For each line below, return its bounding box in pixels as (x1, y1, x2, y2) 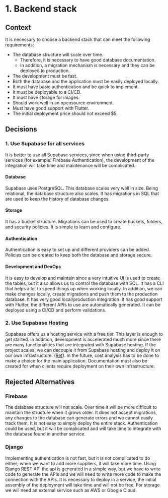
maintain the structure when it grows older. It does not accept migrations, (5, 409, 157, 416)
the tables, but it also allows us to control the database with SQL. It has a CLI (5, 280, 164, 286)
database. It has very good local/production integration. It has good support (5, 296, 162, 302)
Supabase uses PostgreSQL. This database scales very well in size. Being (5, 185, 158, 191)
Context (5, 23, 31, 32)
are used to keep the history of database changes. (5, 196, 110, 202)
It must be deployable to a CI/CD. (12, 89, 81, 95)
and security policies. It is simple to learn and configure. (5, 224, 122, 230)
